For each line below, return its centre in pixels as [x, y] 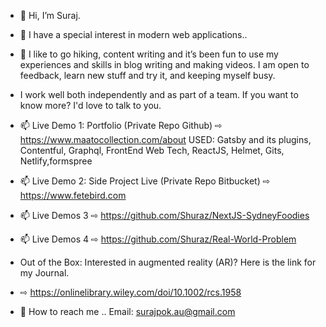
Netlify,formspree [56, 161]
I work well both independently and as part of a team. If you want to [159, 94]
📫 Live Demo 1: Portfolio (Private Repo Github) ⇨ [121, 125]
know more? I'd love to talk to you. [90, 105]
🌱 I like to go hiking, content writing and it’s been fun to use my [149, 54]
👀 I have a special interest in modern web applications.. [133, 34]
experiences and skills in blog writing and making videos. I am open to [164, 64]
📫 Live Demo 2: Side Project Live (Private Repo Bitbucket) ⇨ [145, 181]
